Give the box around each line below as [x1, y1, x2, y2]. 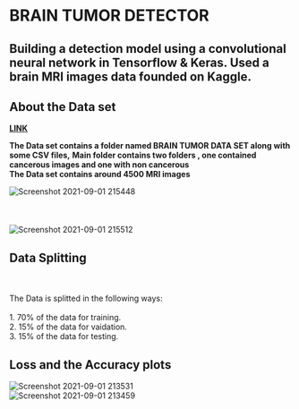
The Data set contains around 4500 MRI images [9, 169, 191, 180]
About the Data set [9, 99, 116, 115]
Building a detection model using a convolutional [9, 41, 286, 56]
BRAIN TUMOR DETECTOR [9, 5, 209, 26]
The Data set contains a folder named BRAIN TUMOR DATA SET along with [9, 141, 291, 151]
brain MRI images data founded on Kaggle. [9, 69, 252, 84]
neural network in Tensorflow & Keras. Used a [9, 55, 270, 70]
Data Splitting [9, 250, 87, 265]
